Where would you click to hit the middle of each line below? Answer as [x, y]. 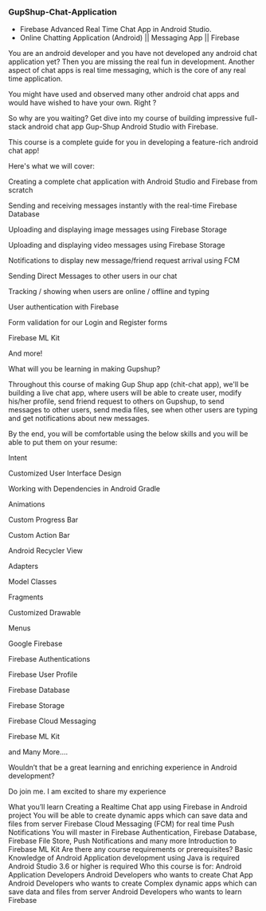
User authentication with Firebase [64, 307]
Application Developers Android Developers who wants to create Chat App [131, 875]
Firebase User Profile [43, 674]
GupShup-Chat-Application [63, 12]
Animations [27, 504]
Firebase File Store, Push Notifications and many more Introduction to [123, 841]
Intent [18, 458]
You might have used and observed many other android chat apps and [124, 94]
